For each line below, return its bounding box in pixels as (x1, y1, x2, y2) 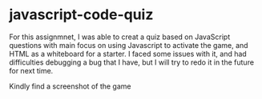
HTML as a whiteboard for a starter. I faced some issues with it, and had (9, 49, 247, 58)
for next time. (9, 65, 54, 75)
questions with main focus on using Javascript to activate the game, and (9, 40, 248, 49)
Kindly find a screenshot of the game (9, 81, 131, 91)
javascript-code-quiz (9, 6, 154, 24)
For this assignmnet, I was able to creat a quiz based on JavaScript (9, 32, 231, 42)
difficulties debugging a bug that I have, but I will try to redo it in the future (9, 57, 255, 67)
